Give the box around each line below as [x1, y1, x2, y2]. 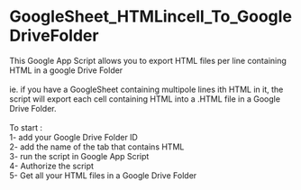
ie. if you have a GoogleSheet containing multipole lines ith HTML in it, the [9, 84, 284, 95]
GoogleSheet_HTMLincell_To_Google [9, 6, 293, 27]
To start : [9, 122, 43, 132]
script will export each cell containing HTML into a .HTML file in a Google [9, 93, 281, 104]
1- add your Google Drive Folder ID [9, 131, 138, 142]
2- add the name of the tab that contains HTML [9, 141, 185, 152]
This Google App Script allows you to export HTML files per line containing [9, 55, 287, 66]
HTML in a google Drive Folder [9, 65, 123, 76]
